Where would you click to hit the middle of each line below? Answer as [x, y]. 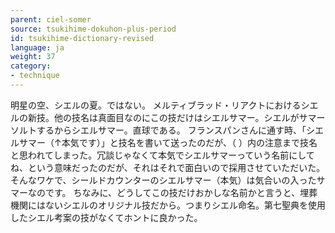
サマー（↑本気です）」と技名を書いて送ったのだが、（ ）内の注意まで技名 [168, 142]
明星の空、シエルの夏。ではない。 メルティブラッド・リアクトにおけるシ [160, 105]
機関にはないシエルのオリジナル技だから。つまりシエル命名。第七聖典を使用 [168, 205]
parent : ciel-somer [51, 19]
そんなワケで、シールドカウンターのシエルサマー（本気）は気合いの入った [163, 180]
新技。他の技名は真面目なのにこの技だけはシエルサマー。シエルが [163, 117]
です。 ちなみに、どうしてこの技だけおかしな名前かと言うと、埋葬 [181, 192]
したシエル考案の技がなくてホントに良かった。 [106, 217]
